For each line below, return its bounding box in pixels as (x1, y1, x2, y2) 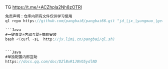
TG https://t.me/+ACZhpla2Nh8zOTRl (5, 4, 82, 10)
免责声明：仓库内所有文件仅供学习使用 (5, 14, 72, 19)
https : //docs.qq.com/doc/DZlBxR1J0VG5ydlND (5, 59, 97, 64)
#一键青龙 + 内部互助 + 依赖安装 (5, 32, 57, 37)
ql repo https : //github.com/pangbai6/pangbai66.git (5, 18, 115, 23)
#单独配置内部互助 (5, 55, 37, 60)
